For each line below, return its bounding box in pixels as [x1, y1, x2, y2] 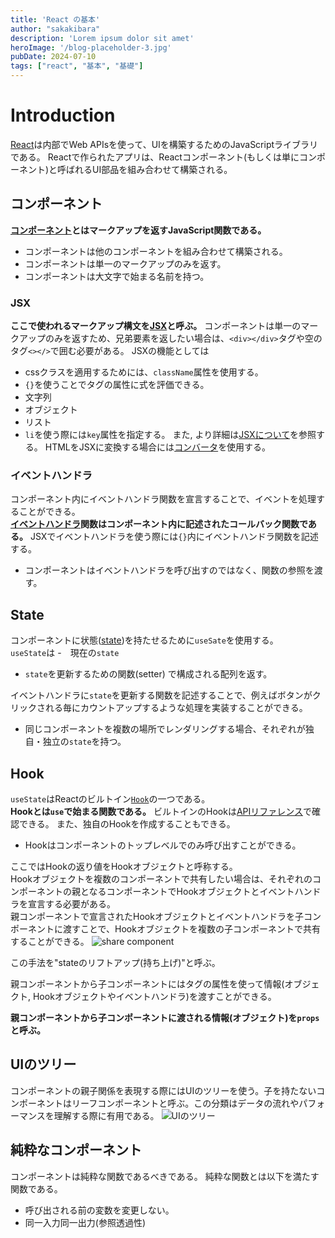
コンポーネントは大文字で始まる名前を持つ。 [24, 270, 210, 282]
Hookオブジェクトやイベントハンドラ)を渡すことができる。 [32, 990, 277, 1002]
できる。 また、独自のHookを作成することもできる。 [18, 817, 236, 830]
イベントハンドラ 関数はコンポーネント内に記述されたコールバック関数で [10, 518, 308, 530]
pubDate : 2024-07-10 [10, 52, 97, 62]
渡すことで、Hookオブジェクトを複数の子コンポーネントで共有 [62, 922, 321, 935]
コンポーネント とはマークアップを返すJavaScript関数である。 [10, 224, 267, 236]
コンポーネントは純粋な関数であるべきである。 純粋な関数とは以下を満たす [10, 1170, 320, 1182]
